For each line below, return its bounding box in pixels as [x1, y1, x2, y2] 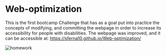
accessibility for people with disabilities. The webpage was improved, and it [5, 30, 161, 36]
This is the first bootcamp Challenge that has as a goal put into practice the [5, 20, 160, 26]
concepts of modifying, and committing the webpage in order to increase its [5, 25, 162, 30]
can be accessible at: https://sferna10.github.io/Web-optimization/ [5, 35, 141, 41]
